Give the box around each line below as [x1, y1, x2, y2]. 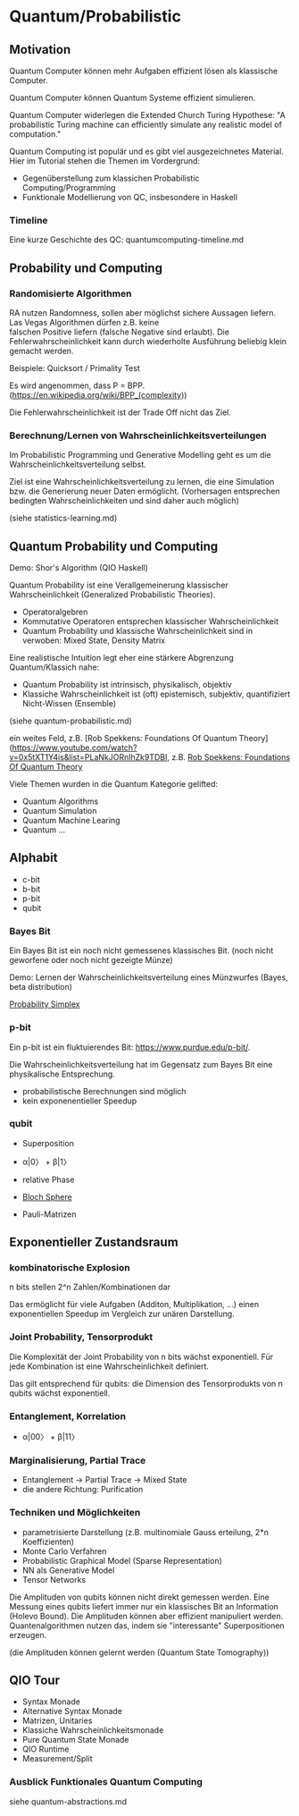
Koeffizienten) [21, 1536, 74, 1547]
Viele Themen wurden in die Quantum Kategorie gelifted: [9, 779, 219, 790]
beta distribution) [9, 982, 73, 992]
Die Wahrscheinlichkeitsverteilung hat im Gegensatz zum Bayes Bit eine [9, 1059, 273, 1069]
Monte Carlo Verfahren [21, 1545, 107, 1557]
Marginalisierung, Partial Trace [9, 1455, 146, 1466]
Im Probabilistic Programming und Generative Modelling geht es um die [9, 450, 272, 460]
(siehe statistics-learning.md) [9, 512, 118, 524]
